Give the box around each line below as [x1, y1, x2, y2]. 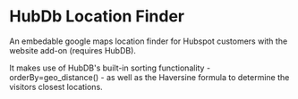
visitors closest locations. [9, 81, 103, 92]
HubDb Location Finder [9, 6, 185, 27]
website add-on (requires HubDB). [9, 45, 137, 55]
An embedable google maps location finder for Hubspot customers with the [9, 36, 288, 46]
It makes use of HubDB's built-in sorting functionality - [9, 62, 211, 73]
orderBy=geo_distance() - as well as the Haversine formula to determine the [9, 71, 290, 82]
